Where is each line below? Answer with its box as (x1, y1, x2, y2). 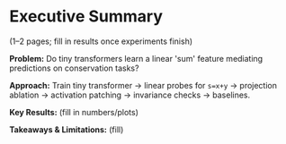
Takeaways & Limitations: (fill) (9, 123, 124, 135)
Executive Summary (9, 6, 164, 27)
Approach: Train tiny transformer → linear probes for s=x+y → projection (9, 80, 277, 90)
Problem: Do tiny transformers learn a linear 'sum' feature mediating (9, 53, 264, 64)
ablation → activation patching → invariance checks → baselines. (9, 89, 251, 100)
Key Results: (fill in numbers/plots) (9, 106, 139, 117)
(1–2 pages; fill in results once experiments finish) (9, 36, 193, 47)
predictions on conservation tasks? (9, 63, 139, 73)
